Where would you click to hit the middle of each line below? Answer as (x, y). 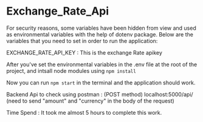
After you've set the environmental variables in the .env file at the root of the (102, 64)
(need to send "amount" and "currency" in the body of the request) (90, 101)
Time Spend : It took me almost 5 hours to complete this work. (84, 112)
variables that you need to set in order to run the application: (82, 41)
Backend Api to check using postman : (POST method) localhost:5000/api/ (100, 94)
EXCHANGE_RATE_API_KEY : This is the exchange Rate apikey (84, 52)
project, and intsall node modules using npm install (71, 70)
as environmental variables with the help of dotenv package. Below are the (100, 34)
